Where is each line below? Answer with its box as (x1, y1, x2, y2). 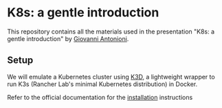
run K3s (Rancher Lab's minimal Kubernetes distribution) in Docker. (7, 80, 198, 88)
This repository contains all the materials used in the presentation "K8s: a (7, 27, 215, 36)
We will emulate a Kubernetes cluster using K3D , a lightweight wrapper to (7, 72, 215, 81)
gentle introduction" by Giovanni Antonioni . (7, 34, 129, 42)
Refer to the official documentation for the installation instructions (7, 93, 193, 101)
